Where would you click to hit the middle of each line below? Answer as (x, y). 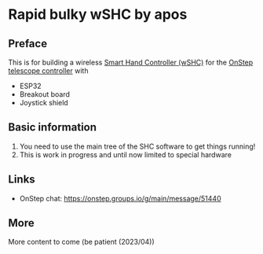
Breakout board (45, 94)
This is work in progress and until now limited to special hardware (125, 154)
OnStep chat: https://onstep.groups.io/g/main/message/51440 (120, 198)
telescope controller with (48, 71)
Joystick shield (44, 103)
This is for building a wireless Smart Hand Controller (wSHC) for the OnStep (131, 62)
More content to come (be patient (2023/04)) (81, 242)
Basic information (52, 127)
